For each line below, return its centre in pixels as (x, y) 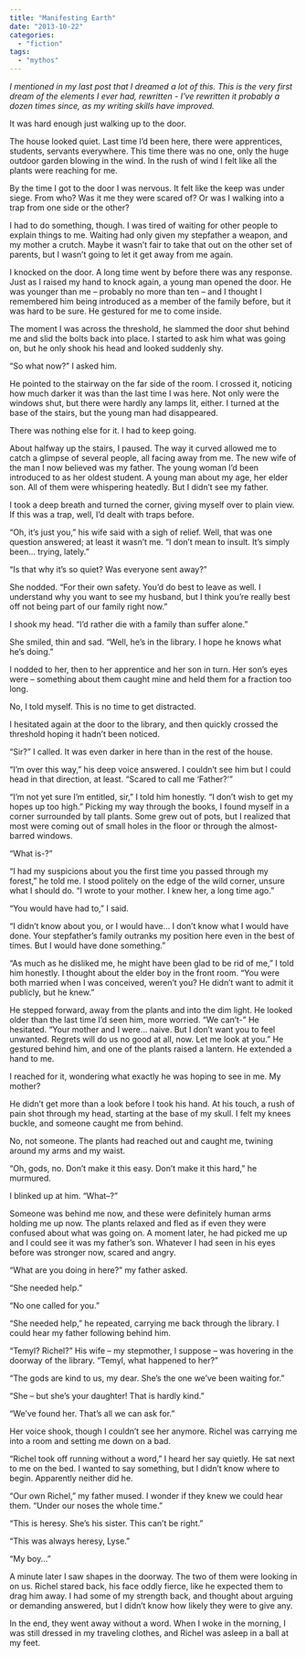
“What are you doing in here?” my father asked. (99, 1270)
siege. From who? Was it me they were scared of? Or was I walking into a (147, 198)
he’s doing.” (32, 652)
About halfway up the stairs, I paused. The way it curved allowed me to (143, 448)
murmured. (31, 1178)
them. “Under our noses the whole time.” (86, 1506)
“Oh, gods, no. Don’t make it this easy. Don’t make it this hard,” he (133, 1168)
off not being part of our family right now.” (89, 606)
